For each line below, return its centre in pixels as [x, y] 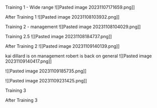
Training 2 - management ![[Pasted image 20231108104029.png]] [73, 27]
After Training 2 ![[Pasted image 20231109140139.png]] [62, 46]
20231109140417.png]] [28, 61]
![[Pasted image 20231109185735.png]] [46, 71]
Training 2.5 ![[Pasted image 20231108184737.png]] [59, 36]
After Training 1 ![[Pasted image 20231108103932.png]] [62, 17]
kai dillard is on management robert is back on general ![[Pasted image [78, 56]
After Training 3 [21, 100]
